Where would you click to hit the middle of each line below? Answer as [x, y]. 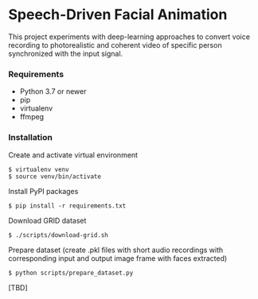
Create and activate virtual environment [73, 155]
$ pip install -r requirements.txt [67, 206]
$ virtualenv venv [39, 169]
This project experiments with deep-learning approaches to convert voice [129, 37]
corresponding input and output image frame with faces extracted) [118, 258]
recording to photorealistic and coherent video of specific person [115, 45]
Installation [31, 138]
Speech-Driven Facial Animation [118, 15]
